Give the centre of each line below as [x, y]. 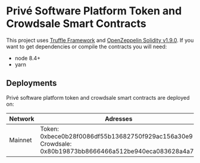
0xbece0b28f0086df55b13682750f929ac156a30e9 [117, 136]
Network [22, 119]
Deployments [32, 83]
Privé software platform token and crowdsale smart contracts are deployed [98, 97]
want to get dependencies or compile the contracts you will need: [87, 47]
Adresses [119, 119]
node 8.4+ [27, 58]
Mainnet [21, 140]
